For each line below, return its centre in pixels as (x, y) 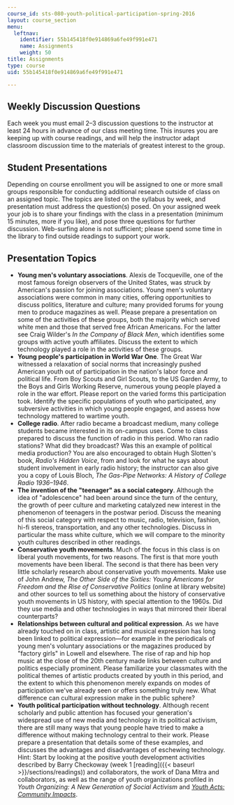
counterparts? (37, 616)
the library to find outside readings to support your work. (89, 236)
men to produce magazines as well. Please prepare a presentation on (117, 312)
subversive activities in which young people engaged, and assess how (119, 408)
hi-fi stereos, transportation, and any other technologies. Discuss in (114, 527)
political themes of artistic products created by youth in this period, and (120, 675)
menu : (15, 27)
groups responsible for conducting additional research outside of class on (114, 192)
